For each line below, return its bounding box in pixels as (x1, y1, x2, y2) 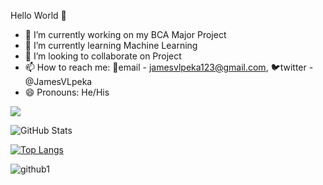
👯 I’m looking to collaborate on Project (24, 50, 182, 62)
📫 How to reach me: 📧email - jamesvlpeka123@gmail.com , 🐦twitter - (24, 61, 314, 73)
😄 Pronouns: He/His (24, 86, 110, 98)
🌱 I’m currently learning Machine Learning (24, 40, 198, 51)
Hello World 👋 (10, 10, 67, 21)
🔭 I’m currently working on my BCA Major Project (24, 29, 227, 40)
